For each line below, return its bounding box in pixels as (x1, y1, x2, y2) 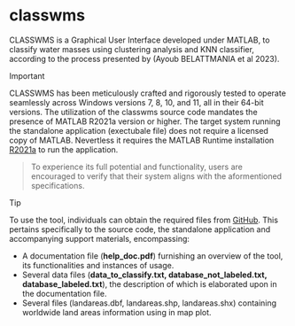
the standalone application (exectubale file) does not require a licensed (9, 125, 268, 136)
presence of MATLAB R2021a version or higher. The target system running (9, 116, 281, 127)
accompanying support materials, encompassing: (9, 233, 190, 244)
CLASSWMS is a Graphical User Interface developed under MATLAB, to (9, 35, 270, 45)
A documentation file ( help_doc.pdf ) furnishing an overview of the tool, (21, 250, 283, 261)
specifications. (30, 180, 85, 190)
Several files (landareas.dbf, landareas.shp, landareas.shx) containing (21, 298, 277, 308)
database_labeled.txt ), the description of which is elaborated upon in (21, 278, 277, 289)
